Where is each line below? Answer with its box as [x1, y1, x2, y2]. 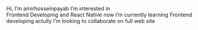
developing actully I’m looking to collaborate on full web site [6, 18, 155, 24]
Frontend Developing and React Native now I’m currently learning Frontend [6, 11, 193, 18]
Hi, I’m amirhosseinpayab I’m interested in [6, 5, 110, 12]
